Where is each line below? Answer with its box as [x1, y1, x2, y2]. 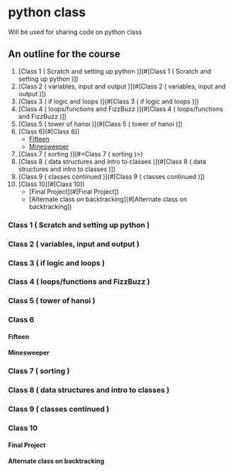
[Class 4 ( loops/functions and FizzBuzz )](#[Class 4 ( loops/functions [18, 104, 224, 113]
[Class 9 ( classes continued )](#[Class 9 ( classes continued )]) [18, 172, 205, 180]
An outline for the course [8, 48, 121, 60]
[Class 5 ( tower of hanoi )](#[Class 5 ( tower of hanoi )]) [18, 120, 183, 128]
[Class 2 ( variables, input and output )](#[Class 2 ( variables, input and [18, 82, 226, 91]
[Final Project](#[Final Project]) [28, 187, 120, 195]
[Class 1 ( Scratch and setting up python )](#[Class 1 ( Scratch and [18, 67, 212, 75]
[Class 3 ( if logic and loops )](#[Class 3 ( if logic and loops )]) [18, 97, 200, 105]
